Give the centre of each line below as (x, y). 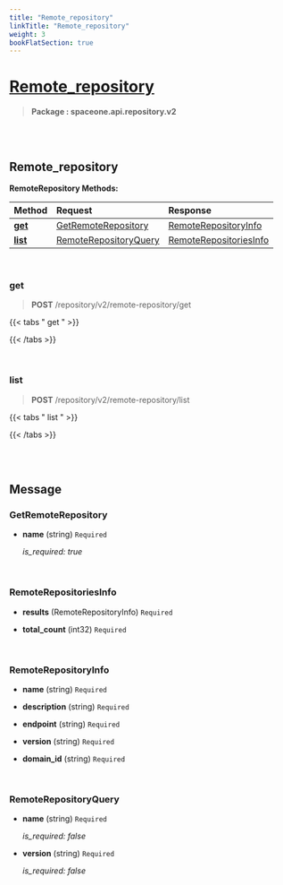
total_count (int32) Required (74, 629)
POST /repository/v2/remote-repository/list (110, 400)
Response (190, 210)
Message (36, 489)
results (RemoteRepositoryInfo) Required (97, 612)
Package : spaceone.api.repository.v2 (104, 112)
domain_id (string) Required (74, 759)
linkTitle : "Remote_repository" (69, 26)
